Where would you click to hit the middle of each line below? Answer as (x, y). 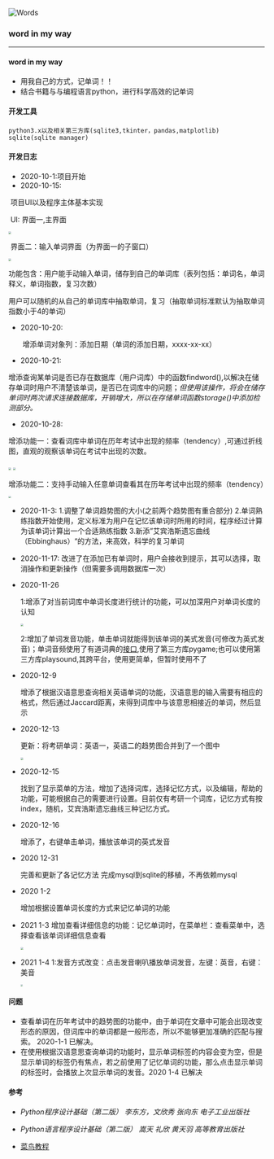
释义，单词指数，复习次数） (55, 283)
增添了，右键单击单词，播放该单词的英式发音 (95, 842)
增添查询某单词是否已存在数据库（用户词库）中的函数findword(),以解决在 (130, 377)
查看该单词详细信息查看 (67, 935)
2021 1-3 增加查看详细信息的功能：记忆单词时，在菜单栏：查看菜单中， (139, 925)
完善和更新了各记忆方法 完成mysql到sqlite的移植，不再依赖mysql (128, 874)
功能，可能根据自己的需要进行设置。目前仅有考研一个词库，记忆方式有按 (141, 798)
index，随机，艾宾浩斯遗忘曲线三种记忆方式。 (97, 808)
